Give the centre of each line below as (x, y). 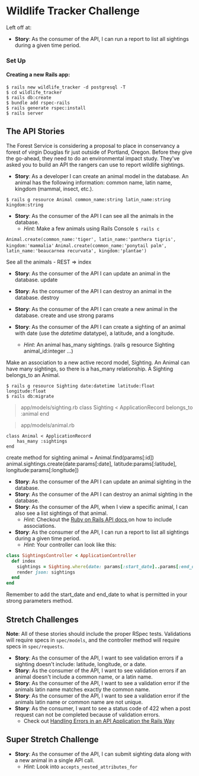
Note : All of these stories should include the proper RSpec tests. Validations (99, 634)
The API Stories (36, 132)
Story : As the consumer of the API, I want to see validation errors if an (100, 670)
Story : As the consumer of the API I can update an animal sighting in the (103, 482)
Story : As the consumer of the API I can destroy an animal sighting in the (104, 494)
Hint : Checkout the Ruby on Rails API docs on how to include (98, 519)
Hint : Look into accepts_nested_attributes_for (81, 767)
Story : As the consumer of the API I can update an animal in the (92, 273)
